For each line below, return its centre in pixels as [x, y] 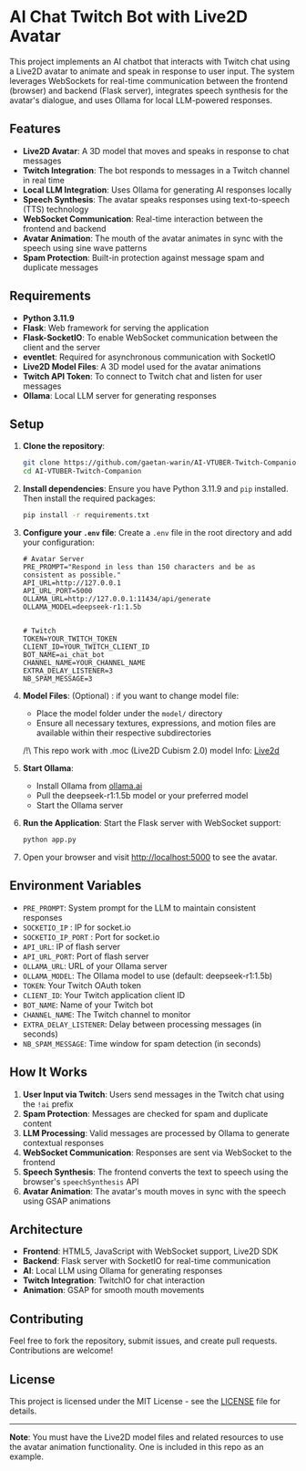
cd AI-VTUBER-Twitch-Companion [82, 472]
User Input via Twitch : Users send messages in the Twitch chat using [153, 1094]
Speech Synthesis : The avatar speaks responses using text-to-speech [156, 199]
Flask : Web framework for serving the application [116, 328]
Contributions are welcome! [61, 1351]
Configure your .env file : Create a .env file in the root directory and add [157, 532]
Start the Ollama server [80, 805]
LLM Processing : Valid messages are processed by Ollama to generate [156, 1132]
